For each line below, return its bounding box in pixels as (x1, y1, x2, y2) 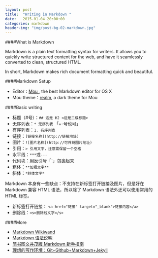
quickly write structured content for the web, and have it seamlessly (5, 54, 143, 60)
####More (5, 220, 27, 225)
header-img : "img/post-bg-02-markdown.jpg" (5, 26, 96, 31)
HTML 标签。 (5, 193, 32, 199)
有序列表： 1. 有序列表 (12, 127, 56, 133)
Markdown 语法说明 (12, 235, 53, 241)
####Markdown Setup (5, 78, 51, 84)
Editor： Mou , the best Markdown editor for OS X (12, 88, 112, 94)
